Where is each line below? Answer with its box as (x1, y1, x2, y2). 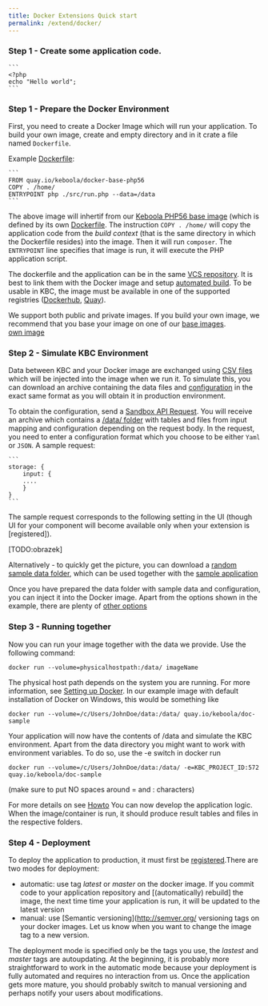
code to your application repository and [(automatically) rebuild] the (19, 888, 244, 897)
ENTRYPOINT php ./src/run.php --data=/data (8, 190, 156, 198)
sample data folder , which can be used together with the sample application (8, 569, 258, 579)
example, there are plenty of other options (8, 601, 148, 611)
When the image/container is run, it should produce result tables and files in (8, 808, 258, 818)
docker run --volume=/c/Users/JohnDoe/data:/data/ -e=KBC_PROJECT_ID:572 (8, 764, 260, 772)
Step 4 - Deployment (8, 837, 90, 848)
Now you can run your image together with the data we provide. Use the (8, 639, 246, 649)
